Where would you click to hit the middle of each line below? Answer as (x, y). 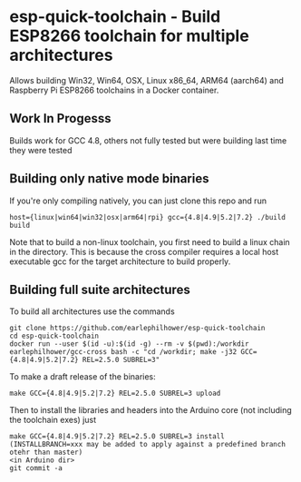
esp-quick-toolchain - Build (115, 17)
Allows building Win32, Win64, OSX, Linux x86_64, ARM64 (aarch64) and (146, 80)
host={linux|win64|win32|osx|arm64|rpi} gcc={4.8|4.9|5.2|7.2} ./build (147, 217)
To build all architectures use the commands (92, 311)
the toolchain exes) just (53, 420)
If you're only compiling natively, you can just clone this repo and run (138, 201)
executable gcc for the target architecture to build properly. (120, 261)
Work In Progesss (60, 118)
